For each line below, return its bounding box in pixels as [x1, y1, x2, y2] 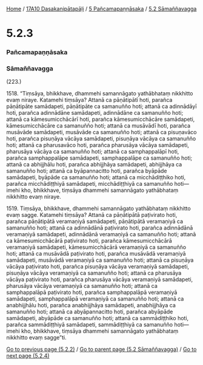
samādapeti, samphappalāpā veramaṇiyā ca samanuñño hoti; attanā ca [6, 295, 184, 302]
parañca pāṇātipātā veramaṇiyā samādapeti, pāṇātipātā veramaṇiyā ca [6, 218, 184, 225]
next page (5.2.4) [6, 352, 50, 360]
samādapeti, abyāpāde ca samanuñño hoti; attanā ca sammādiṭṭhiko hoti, [6, 315, 189, 322]
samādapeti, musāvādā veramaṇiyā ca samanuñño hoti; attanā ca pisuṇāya [6, 256, 194, 264]
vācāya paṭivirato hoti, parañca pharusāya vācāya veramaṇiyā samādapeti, [6, 276, 193, 283]
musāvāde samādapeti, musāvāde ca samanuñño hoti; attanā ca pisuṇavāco [6, 129, 197, 136]
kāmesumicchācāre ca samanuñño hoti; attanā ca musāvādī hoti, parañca [6, 122, 191, 129]
